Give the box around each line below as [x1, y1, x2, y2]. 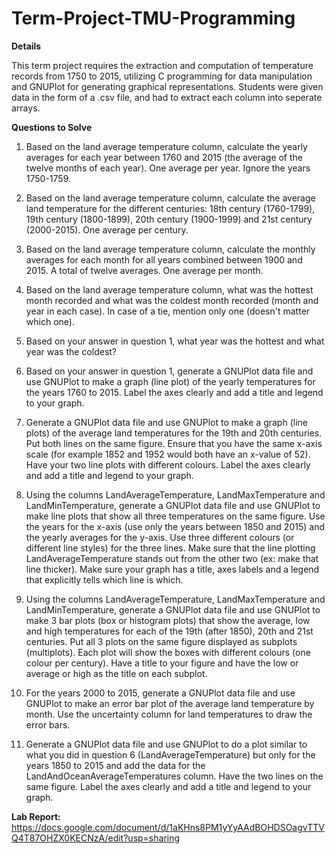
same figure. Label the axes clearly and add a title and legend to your [25, 780, 312, 792]
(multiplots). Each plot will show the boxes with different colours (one [25, 646, 311, 658]
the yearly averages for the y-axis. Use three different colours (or [25, 531, 295, 543]
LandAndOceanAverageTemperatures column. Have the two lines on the [25, 770, 324, 782]
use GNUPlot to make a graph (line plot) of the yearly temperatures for [25, 375, 316, 387]
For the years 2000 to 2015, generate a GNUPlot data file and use [25, 687, 296, 699]
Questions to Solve [11, 121, 93, 133]
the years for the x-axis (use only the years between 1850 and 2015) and [25, 520, 325, 532]
